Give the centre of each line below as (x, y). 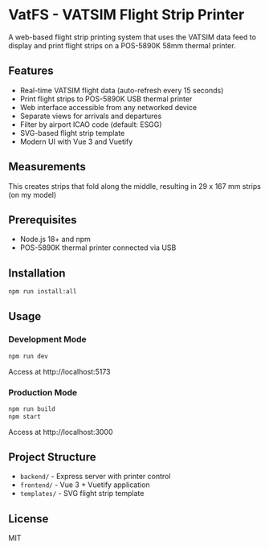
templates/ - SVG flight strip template (82, 494)
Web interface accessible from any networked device (108, 107)
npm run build (32, 409)
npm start (25, 416)
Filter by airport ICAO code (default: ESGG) (91, 124)
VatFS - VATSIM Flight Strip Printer (126, 15)
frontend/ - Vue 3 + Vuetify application (85, 485)
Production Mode (43, 392)
